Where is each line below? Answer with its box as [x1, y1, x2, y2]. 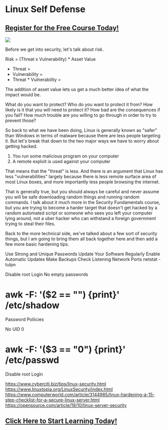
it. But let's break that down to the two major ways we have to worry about [5, 138, 159, 144]
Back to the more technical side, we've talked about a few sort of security [5, 231, 157, 236]
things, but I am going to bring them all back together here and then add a [5, 236, 158, 242]
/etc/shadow [5, 300, 60, 311]
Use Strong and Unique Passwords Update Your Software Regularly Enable [5, 251, 160, 257]
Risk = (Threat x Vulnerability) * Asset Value [5, 56, 96, 62]
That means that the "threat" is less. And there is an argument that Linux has [5, 168, 163, 174]
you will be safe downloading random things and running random [5, 194, 140, 200]
